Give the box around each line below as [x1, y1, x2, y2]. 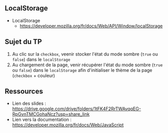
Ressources [5, 87, 44, 96]
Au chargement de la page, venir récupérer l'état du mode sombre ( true [12, 62, 163, 68]
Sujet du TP [5, 37, 42, 46]
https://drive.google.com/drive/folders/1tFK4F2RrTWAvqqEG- [12, 106, 142, 112]
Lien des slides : [12, 101, 46, 107]
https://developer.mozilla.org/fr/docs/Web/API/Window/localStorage [19, 23, 163, 29]
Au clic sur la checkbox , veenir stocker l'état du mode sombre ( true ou [12, 51, 158, 57]
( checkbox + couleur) [12, 72, 55, 78]
